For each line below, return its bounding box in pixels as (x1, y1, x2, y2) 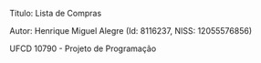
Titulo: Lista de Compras (9, 8, 102, 18)
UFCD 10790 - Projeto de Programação (9, 43, 157, 54)
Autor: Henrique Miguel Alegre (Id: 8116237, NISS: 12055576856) (9, 26, 253, 36)
